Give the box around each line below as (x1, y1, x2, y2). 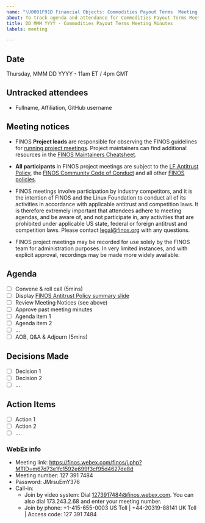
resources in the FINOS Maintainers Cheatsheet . (15, 151, 137, 158)
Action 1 (15, 416, 35, 423)
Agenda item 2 (15, 319, 52, 326)
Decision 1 (15, 367, 41, 375)
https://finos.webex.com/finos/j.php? (49, 459, 142, 466)
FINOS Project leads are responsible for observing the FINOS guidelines (15, 138, 197, 145)
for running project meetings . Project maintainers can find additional (15, 144, 187, 151)
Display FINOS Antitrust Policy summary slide (15, 292, 130, 299)
